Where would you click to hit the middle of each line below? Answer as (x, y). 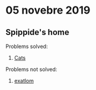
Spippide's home (37, 32)
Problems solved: (27, 46)
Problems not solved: (31, 69)
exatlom (24, 81)
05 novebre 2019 (48, 10)
